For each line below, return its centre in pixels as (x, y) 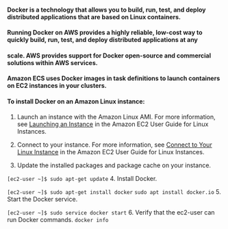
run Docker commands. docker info (58, 219)
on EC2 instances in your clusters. (57, 86)
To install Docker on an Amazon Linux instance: (76, 101)
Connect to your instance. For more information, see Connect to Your (114, 145)
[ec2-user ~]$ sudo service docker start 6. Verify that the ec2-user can (111, 212)
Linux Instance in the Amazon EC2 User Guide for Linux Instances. (111, 152)
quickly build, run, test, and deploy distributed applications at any (103, 40)
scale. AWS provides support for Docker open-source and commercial (109, 56)
